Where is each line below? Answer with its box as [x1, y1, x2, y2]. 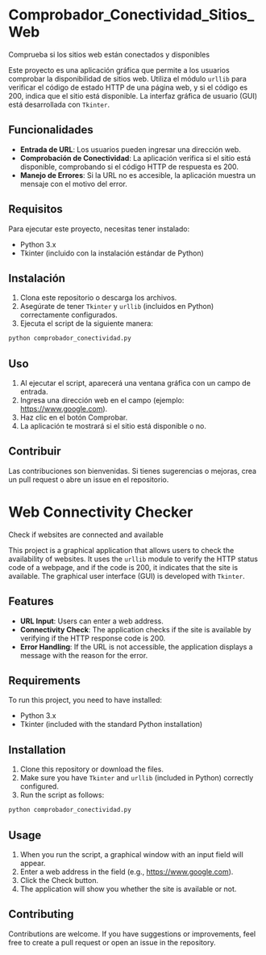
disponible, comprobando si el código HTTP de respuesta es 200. [19, 162, 239, 171]
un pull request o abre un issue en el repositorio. [8, 475, 169, 484]
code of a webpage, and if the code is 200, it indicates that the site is [8, 562, 239, 572]
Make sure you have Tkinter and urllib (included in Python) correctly [19, 773, 254, 783]
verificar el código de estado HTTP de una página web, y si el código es [8, 82, 248, 92]
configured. [19, 782, 59, 792]
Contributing [8, 907, 74, 921]
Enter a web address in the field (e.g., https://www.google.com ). [19, 867, 234, 877]
